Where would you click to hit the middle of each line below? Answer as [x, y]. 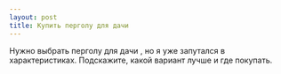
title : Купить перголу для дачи [69, 26]
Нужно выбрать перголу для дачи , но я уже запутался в [117, 50]
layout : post [33, 17]
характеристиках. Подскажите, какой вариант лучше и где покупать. [141, 60]
